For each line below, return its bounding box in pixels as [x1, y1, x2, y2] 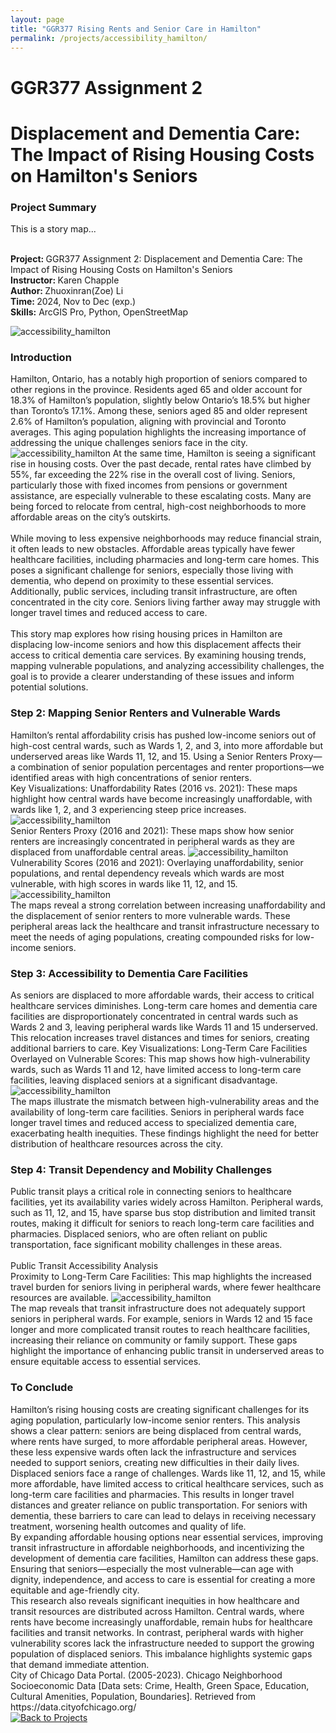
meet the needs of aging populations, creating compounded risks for [10, 931, 294, 943]
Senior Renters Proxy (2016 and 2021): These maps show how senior [10, 824, 295, 836]
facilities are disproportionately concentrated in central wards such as [10, 1010, 299, 1022]
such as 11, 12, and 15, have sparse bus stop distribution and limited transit [10, 1207, 316, 1219]
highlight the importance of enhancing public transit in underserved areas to [10, 1345, 325, 1357]
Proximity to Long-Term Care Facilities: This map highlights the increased [10, 1271, 312, 1283]
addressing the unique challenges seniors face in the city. [10, 437, 248, 449]
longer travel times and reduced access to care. [10, 607, 208, 619]
